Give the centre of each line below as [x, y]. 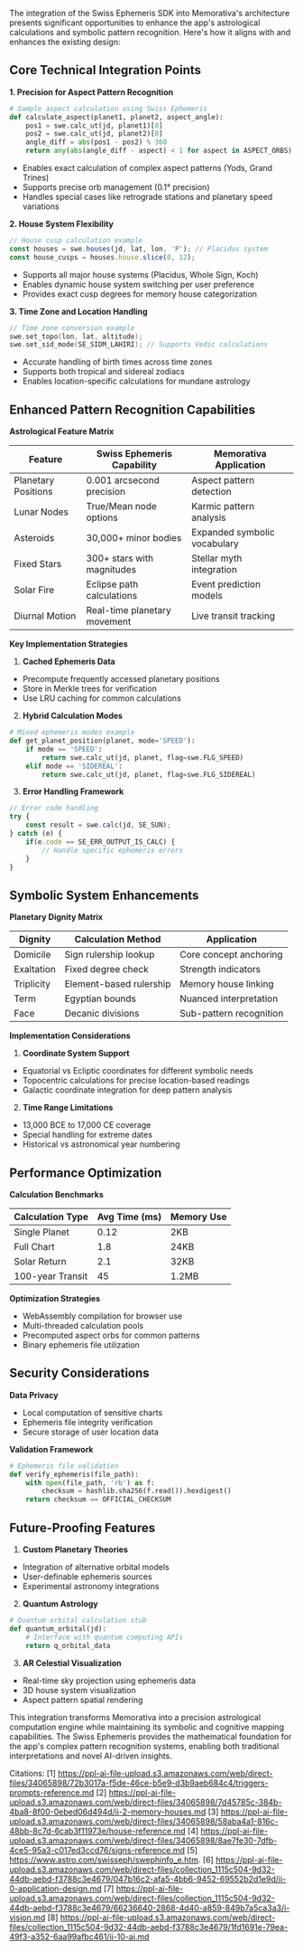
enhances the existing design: [65, 42]
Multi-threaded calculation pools [83, 1325]
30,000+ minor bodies [134, 538]
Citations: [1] [33, 1773]
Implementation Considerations [70, 1036]
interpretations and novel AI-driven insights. [91, 1756]
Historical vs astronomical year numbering [101, 1144]
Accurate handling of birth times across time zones [117, 362]
